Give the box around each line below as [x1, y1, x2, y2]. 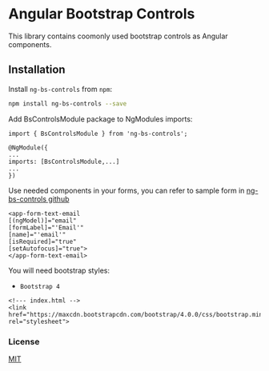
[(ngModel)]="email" [8, 217, 78, 225]
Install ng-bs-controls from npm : [8, 84, 113, 94]
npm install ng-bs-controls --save [8, 99, 127, 108]
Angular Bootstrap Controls [8, 5, 195, 23]
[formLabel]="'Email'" [8, 223, 84, 232]
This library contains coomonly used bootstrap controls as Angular [8, 31, 228, 41]
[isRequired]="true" [8, 237, 78, 245]
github [47, 193, 70, 204]
